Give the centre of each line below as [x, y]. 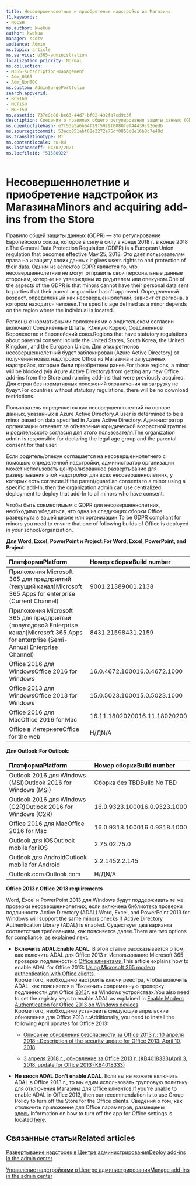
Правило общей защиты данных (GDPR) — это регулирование [83, 235]
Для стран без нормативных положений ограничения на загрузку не [92, 384]
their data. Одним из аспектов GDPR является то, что [72, 267]
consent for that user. [32, 445]
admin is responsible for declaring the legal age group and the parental [91, 439]
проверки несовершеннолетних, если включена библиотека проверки [94, 906]
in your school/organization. [40, 530]
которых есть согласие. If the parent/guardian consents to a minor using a [96, 481]
